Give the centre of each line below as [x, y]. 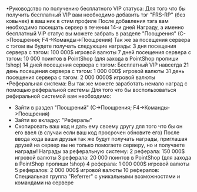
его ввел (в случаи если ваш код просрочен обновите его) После [97, 133]
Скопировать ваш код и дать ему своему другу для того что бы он [98, 126]
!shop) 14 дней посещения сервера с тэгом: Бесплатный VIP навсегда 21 [98, 65]
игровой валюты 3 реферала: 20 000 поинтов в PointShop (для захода [103, 158]
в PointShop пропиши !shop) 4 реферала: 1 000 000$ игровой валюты [102, 164]
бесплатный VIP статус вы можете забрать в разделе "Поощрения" [91, 34]
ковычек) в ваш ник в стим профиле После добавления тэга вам [87, 21]
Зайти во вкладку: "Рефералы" [53, 120]
